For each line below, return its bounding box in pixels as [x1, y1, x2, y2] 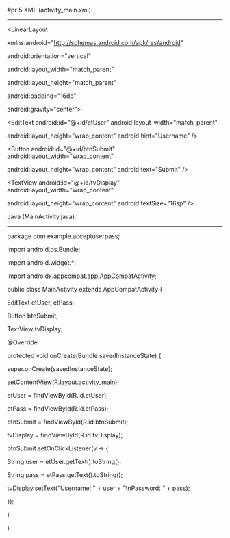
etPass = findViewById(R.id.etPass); [7, 405, 109, 413]
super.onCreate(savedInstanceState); [7, 365, 113, 372]
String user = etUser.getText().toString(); [7, 458, 122, 465]
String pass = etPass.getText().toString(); [7, 471, 123, 478]
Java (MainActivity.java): [7, 212, 77, 220]
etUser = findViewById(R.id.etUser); [7, 392, 108, 399]
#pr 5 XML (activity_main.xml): [7, 6, 93, 14]
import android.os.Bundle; [7, 246, 81, 253]
